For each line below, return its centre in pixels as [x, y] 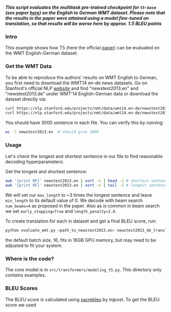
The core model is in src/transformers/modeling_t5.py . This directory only [83, 270]
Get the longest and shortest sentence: [46, 171]
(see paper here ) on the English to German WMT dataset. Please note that [85, 13]
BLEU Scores [22, 288]
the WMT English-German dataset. [42, 53]
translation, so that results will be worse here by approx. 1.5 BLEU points [83, 23]
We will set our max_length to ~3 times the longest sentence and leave [79, 195]
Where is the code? [30, 259]
